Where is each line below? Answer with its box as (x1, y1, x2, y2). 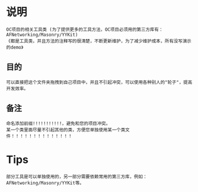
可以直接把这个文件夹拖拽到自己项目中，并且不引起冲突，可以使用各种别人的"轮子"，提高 (6, 79, 193, 85)
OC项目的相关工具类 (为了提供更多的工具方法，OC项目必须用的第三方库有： (6, 26, 164, 33)
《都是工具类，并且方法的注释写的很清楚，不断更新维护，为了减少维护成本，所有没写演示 (6, 38, 191, 44)
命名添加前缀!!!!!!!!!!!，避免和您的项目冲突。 (6, 120, 111, 127)
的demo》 (6, 44, 24, 51)
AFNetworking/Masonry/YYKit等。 (6, 180, 84, 186)
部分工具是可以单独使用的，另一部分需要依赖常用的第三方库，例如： (6, 174, 148, 180)
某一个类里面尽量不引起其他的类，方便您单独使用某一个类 (6, 127, 126, 133)
